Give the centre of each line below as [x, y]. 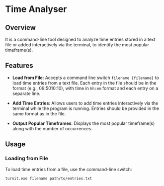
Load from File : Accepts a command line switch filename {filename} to [85, 78]
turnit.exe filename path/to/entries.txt [49, 178]
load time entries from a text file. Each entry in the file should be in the [84, 83]
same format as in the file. [39, 113]
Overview [21, 28]
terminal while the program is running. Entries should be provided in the [85, 108]
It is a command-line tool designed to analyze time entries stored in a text [80, 39]
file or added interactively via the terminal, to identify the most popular [77, 45]
